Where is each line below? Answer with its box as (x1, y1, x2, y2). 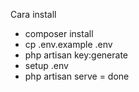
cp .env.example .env (24, 39, 113, 50)
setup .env (24, 60, 69, 71)
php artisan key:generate (24, 49, 129, 61)
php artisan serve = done (24, 70, 130, 82)
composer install (24, 28, 94, 39)
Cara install (10, 9, 57, 20)
